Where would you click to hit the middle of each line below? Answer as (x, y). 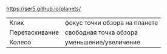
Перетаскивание (34, 32)
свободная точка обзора (101, 32)
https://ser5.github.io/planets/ (43, 9)
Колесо (20, 42)
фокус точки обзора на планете (111, 22)
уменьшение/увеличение (103, 42)
